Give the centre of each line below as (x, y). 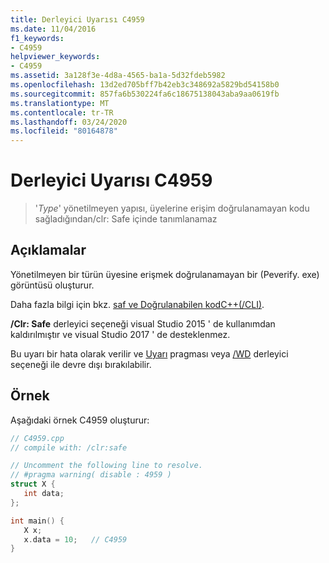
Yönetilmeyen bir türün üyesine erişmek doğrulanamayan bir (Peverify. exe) (165, 274)
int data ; (44, 494)
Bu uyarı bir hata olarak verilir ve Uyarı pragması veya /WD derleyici (149, 353)
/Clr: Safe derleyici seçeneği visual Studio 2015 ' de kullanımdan (143, 323)
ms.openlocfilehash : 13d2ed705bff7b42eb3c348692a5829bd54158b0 (145, 85)
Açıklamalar (48, 250)
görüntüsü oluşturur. (52, 285)
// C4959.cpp (37, 438)
